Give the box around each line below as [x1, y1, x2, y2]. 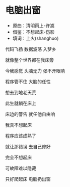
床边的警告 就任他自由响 [5, 111, 55, 117]
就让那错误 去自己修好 [5, 143, 51, 149]
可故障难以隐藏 [5, 165, 36, 171]
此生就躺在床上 [5, 100, 36, 106]
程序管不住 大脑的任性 [5, 78, 51, 85]
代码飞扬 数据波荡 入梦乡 [5, 46, 56, 52]
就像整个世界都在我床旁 [5, 57, 54, 63]
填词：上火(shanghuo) [12, 35, 59, 41]
